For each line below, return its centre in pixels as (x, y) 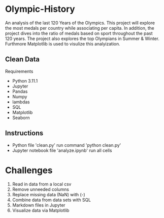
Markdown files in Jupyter (39, 205)
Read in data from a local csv (42, 184)
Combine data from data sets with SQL (51, 200)
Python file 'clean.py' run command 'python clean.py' (67, 145)
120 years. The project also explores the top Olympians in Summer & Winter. (82, 39)
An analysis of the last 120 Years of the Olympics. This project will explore (80, 23)
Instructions (24, 133)
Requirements (19, 71)
